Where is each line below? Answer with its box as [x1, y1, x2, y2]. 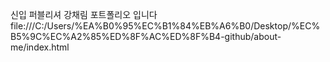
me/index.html [10, 41, 70, 53]
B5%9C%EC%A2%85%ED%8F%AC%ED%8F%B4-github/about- [10, 31, 282, 42]
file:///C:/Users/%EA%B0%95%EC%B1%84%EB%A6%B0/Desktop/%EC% [10, 20, 321, 32]
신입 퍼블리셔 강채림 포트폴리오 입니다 [10, 9, 158, 20]
